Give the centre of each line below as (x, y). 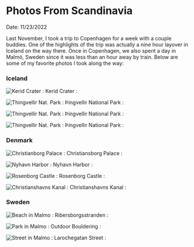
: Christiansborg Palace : (93, 153)
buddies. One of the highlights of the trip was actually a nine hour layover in (97, 44)
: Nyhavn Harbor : (71, 164)
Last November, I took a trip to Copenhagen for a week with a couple (89, 38)
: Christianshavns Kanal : (97, 187)
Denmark (20, 140)
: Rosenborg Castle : (81, 176)
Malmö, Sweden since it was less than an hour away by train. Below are (92, 57)
